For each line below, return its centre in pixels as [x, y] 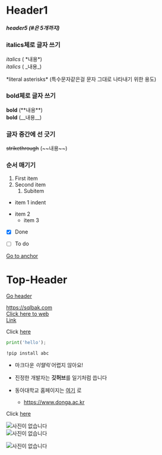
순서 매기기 [21, 165]
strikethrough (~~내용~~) [37, 148]
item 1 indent [30, 203]
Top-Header [37, 279]
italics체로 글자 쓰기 [33, 45]
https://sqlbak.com [29, 308]
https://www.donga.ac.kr [54, 402]
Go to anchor [22, 255]
